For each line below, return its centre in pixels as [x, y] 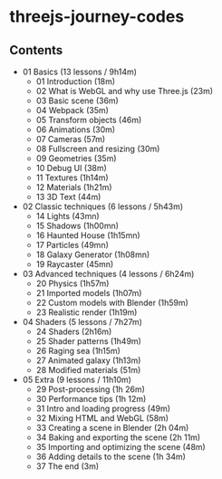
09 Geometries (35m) [76, 158]
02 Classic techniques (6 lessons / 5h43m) [103, 206]
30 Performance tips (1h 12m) [91, 399]
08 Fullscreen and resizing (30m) [98, 148]
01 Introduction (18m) [76, 81]
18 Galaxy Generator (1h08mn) [93, 254]
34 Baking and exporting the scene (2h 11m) [118, 437]
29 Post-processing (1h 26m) [90, 389]
